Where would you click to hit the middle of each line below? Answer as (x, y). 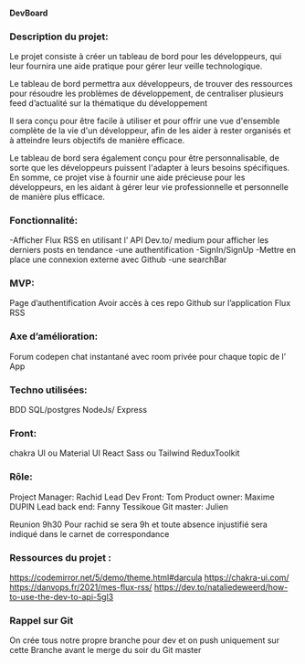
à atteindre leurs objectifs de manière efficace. (97, 140)
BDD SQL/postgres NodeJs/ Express (79, 410)
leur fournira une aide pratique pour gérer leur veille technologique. (136, 66)
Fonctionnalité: (44, 220)
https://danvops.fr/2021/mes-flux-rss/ (81, 587)
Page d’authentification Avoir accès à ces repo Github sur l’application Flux (150, 303)
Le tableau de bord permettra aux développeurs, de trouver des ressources (152, 83)
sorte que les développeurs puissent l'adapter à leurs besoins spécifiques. (150, 167)
